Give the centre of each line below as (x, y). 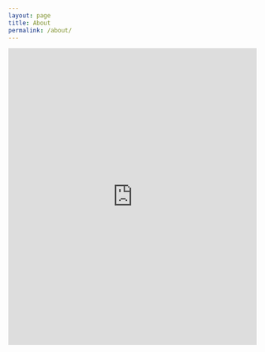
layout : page (30, 15)
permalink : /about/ (40, 30)
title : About (30, 23)
